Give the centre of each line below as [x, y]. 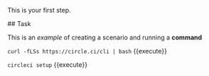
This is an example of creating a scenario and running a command [105, 37]
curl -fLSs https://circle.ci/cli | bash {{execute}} [87, 51]
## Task [19, 24]
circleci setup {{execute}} [47, 65]
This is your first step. [39, 10]
